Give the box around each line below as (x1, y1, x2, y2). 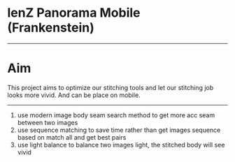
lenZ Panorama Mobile (7, 5, 141, 21)
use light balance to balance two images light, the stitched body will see (17, 140, 225, 149)
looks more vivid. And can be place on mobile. (7, 91, 141, 99)
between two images (17, 118, 78, 126)
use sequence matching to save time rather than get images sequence (17, 126, 221, 134)
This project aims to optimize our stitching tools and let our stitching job (7, 83, 214, 91)
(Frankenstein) (7, 20, 94, 36)
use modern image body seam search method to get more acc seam (17, 110, 215, 119)
